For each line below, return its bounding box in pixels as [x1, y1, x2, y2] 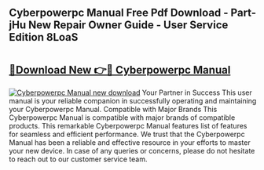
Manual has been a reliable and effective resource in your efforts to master [9, 138, 251, 147]
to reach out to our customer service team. [9, 154, 148, 164]
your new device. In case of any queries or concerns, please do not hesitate [9, 146, 255, 155]
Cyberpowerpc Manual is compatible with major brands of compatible [9, 113, 236, 122]
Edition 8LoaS [9, 31, 79, 44]
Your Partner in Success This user [141, 88, 252, 97]
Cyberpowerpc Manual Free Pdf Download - [9, 6, 229, 20]
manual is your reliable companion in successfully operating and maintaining [9, 96, 257, 105]
